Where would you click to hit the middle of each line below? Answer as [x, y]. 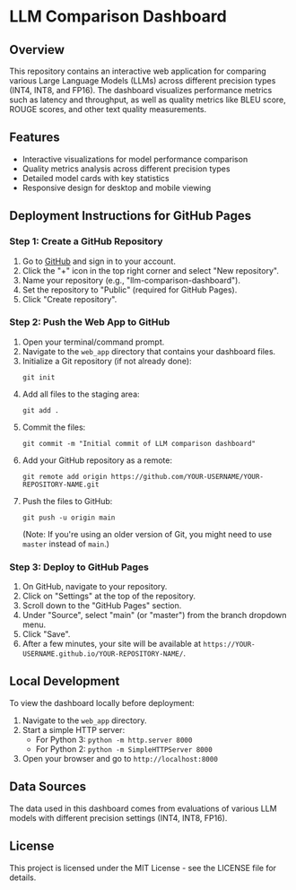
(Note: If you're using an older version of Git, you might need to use [147, 534]
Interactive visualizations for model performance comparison [135, 159]
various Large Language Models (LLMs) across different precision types [143, 81]
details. [23, 877]
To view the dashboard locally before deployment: [102, 702]
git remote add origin [65, 476]
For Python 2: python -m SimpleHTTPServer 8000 [124, 749]
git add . [41, 410]
